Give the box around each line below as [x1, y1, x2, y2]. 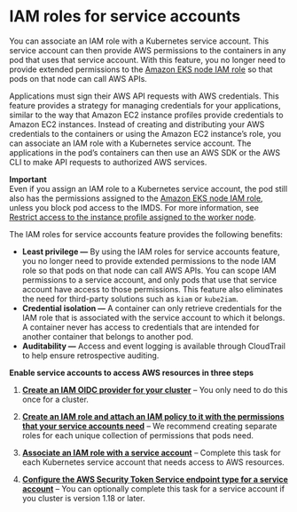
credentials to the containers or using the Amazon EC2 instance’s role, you [9, 128, 282, 139]
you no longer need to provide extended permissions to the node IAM [21, 255, 277, 266]
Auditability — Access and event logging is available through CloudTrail [21, 340, 286, 351]
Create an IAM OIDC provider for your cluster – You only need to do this [21, 384, 288, 395]
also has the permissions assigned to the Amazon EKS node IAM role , [9, 193, 263, 204]
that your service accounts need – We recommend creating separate [21, 420, 277, 431]
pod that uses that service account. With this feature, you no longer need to [9, 54, 286, 65]
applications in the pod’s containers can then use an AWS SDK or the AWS [9, 147, 281, 157]
